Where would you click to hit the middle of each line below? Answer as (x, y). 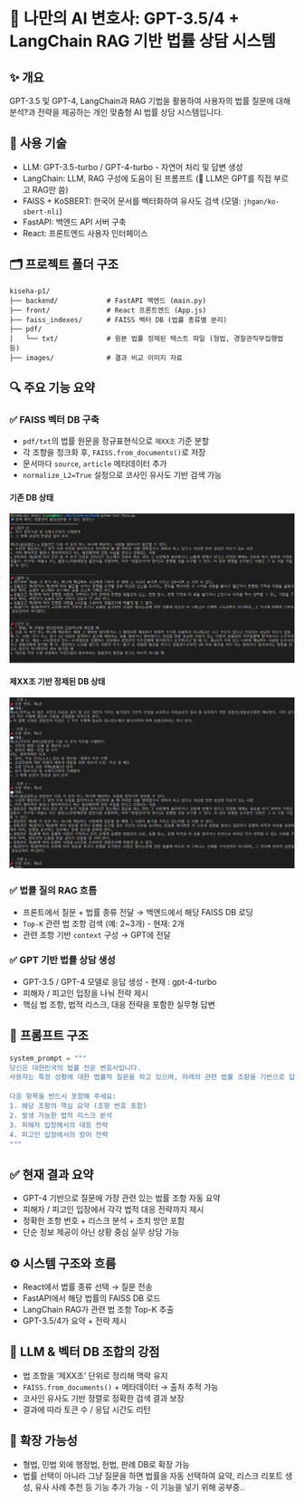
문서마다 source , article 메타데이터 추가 (95, 464)
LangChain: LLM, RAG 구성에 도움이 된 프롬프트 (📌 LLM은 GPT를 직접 (147, 178)
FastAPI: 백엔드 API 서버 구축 (74, 222)
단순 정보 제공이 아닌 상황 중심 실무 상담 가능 (101, 1232)
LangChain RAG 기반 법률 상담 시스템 (142, 41)
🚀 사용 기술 (38, 143)
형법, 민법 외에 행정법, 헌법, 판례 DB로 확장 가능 (106, 1464)
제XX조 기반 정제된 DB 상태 (57, 682)
